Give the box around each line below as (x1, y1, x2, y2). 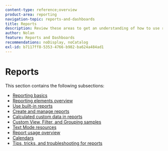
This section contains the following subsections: (5, 82, 104, 88)
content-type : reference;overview (5, 7, 77, 12)
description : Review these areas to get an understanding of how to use (5, 26, 160, 31)
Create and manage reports (12, 108, 69, 114)
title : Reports (5, 21, 37, 26)
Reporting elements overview (12, 97, 73, 103)
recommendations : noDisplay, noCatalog (5, 40, 88, 45)
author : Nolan (5, 30, 35, 35)
